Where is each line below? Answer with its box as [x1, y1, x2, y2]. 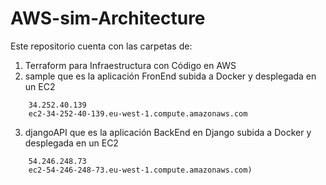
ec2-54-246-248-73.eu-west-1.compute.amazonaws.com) [28, 165, 253, 175]
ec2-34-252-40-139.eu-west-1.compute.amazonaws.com [28, 108, 248, 119]
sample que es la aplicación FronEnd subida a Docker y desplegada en [24, 70, 317, 82]
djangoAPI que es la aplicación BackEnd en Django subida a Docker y [24, 126, 312, 138]
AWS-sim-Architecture [10, 7, 206, 30]
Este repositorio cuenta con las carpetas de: [10, 40, 193, 52]
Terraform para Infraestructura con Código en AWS [24, 59, 237, 71]
